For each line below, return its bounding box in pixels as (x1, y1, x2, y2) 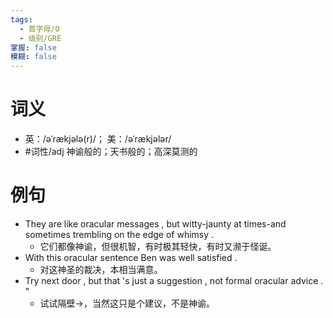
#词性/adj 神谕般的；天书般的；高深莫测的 (24, 146, 198, 158)
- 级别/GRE (19, 33, 62, 43)
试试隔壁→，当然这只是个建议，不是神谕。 (39, 297, 215, 309)
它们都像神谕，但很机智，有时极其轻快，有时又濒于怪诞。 (39, 241, 277, 252)
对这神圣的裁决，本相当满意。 (39, 264, 163, 275)
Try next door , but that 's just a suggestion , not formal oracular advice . (24, 275, 324, 286)
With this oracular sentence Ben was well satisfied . (24, 252, 238, 263)
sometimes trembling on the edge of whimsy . (24, 229, 215, 240)
